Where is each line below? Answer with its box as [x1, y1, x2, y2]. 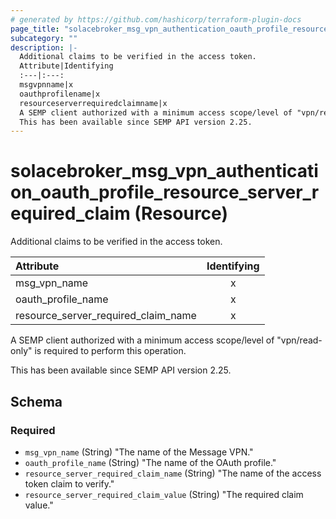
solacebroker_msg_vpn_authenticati [10, 160, 319, 183]
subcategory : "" [10, 33, 78, 43]
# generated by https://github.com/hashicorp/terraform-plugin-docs [10, 14, 302, 25]
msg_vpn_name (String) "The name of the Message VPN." [24, 446, 254, 458]
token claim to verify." [24, 477, 115, 490]
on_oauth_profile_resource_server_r [10, 181, 320, 204]
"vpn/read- [276, 334, 323, 346]
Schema [10, 393, 63, 410]
